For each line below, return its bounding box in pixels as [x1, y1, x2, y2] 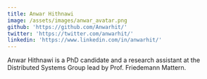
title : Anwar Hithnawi [7, 10, 74, 18]
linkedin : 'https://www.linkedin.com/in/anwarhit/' [7, 37, 162, 44]
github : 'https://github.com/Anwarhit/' [7, 23, 128, 30]
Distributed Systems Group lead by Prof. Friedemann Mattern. [7, 63, 187, 72]
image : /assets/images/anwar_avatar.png [7, 17, 128, 24]
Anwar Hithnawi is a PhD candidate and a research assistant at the [7, 56, 201, 64]
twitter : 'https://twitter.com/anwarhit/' [7, 30, 134, 37]
